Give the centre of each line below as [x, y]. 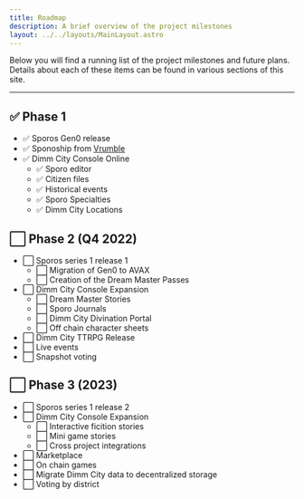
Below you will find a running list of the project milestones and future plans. [150, 61]
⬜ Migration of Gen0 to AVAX [93, 270]
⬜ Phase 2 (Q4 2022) [73, 239]
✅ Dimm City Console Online [76, 158]
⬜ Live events [50, 347]
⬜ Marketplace [52, 455]
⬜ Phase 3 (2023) [63, 385]
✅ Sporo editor [64, 169]
